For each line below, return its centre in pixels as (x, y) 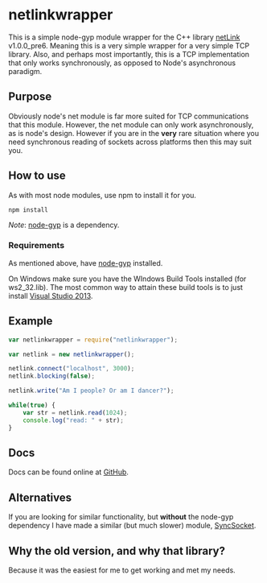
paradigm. (25, 71)
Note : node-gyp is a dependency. (64, 225)
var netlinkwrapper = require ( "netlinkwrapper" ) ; (93, 340)
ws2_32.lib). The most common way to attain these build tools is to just (126, 287)
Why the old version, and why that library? (117, 550)
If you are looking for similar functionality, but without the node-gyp (121, 517)
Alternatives (40, 497)
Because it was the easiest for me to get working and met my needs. (122, 570)
